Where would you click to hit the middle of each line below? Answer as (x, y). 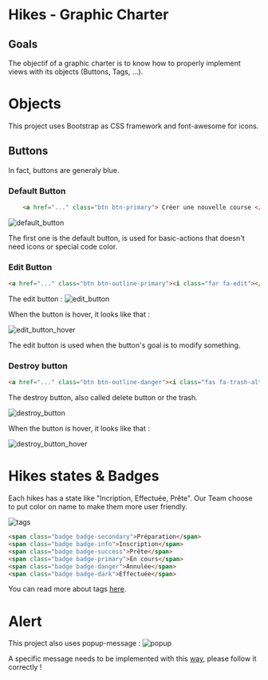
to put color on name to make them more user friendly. (98, 507)
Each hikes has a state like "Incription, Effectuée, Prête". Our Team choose (130, 498)
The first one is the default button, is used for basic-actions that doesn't (126, 238)
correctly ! (25, 667)
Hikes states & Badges (84, 476)
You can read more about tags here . (67, 589)
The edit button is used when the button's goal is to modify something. (124, 345)
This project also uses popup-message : (75, 643)
